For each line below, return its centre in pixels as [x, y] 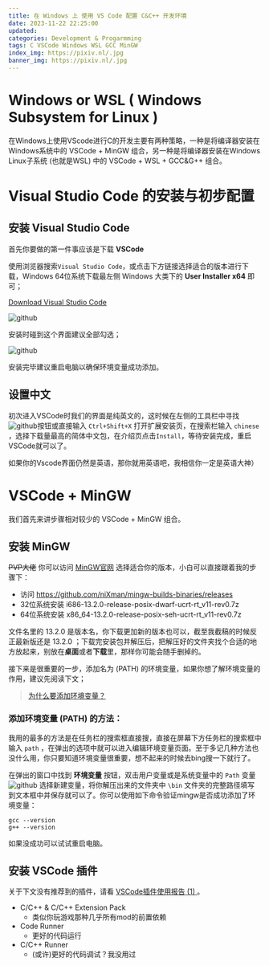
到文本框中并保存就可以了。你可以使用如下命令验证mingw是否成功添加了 [128, 795]
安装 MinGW [39, 546]
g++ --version [32, 827]
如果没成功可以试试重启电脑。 [57, 843]
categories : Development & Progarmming [75, 38]
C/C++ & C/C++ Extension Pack [73, 907]
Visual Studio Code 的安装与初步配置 [131, 196]
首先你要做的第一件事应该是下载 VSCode [76, 249]
